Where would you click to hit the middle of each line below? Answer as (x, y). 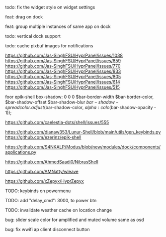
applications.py (21, 152)
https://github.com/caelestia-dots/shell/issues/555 (57, 122)
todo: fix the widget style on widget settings (50, 7)
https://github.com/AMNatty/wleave (42, 172)
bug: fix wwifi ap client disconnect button (47, 229)
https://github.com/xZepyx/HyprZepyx (44, 181)
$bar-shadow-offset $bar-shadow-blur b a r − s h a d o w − (62, 102)
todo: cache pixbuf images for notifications (49, 46)
